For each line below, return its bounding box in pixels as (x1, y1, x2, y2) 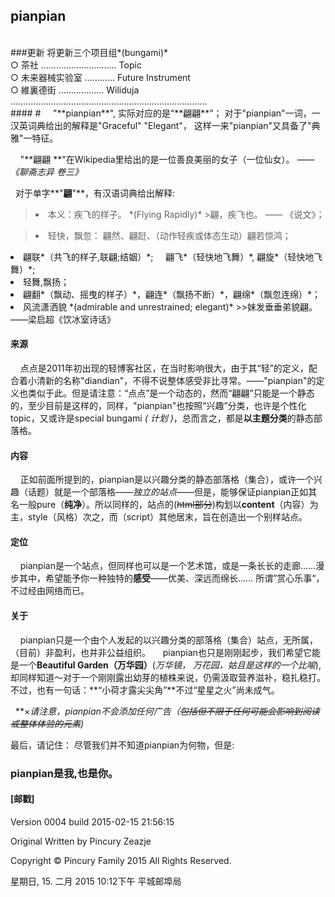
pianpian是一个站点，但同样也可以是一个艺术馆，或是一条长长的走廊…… (19, 560, 317, 572)
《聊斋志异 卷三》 (10, 165, 83, 178)
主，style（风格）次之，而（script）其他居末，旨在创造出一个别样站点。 (10, 511, 308, 523)
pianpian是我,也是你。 (10, 766, 119, 780)
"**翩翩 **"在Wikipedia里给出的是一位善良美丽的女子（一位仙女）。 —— (19, 153, 315, 165)
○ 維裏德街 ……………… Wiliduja (10, 84, 140, 96)
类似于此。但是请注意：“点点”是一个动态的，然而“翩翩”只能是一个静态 (27, 387, 315, 399)
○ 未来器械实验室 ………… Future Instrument (10, 71, 191, 83)
